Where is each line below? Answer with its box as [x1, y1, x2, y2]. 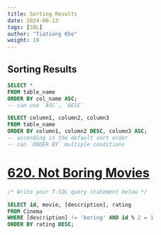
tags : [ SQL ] [7, 23, 43, 31]
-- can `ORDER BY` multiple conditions [7, 141, 126, 148]
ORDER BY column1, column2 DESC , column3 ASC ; [7, 128, 148, 135]
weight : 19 [7, 37, 40, 44]
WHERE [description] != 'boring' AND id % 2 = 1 [7, 214, 154, 222]
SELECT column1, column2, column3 [7, 114, 110, 121]
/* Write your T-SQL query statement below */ [7, 188, 148, 195]
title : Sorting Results [7, 10, 78, 18]
